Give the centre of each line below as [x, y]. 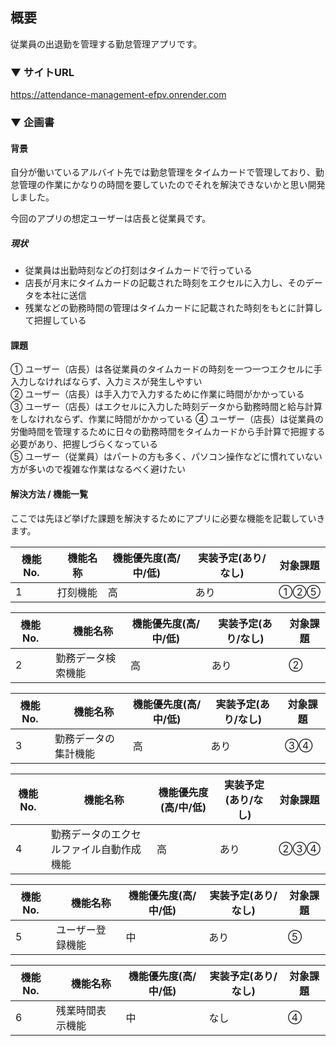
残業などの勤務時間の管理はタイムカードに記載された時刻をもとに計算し [173, 308]
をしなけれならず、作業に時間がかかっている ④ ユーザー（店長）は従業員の [167, 419]
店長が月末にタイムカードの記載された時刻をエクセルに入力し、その [165, 283]
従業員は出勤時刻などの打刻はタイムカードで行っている [138, 270]
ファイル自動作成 [101, 849]
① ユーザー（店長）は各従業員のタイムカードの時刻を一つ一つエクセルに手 [166, 369]
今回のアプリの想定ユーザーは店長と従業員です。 [111, 219]
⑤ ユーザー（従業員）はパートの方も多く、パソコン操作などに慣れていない [166, 457]
